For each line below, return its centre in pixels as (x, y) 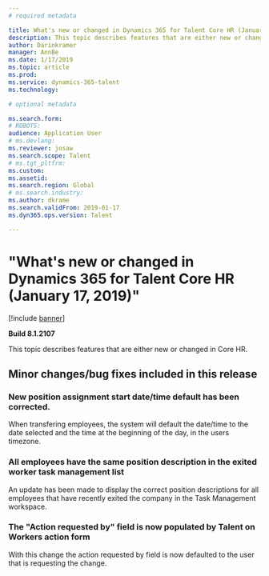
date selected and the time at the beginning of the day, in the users (119, 433)
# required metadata (43, 16)
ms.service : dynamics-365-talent (64, 82)
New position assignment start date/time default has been (124, 397)
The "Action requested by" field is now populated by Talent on (132, 527)
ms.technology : (34, 90)
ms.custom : (26, 170)
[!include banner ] (37, 318)
